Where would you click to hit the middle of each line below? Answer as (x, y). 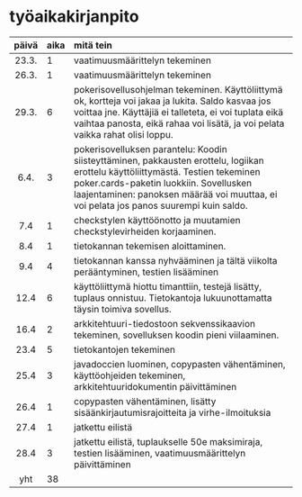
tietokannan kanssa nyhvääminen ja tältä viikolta (175, 260)
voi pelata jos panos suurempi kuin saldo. (161, 205)
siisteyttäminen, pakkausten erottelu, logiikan (169, 160)
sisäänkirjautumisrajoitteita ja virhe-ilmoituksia (172, 412)
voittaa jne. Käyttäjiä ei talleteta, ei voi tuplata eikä (178, 112)
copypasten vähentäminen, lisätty (145, 401)
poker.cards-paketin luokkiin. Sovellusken (163, 183)
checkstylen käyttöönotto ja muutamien (157, 220)
